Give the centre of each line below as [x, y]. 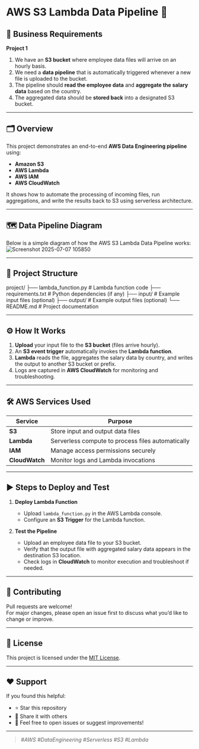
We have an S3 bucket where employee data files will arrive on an [95, 60]
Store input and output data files [95, 431]
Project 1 [17, 48]
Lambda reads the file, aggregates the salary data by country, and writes [104, 358]
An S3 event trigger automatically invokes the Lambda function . [94, 351]
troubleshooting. [35, 377]
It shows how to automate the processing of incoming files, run [83, 194]
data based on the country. [48, 91]
